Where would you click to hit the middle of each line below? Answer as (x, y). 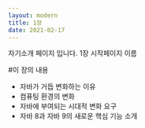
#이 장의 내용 (28, 70)
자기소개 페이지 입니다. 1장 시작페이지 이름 (73, 53)
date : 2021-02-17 (37, 30)
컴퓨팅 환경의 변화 (47, 97)
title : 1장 (25, 23)
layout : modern (33, 15)
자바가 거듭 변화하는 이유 (58, 86)
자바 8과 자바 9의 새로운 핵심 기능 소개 (78, 116)
